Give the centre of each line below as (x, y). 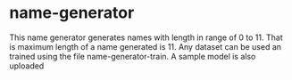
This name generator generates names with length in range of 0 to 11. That (146, 37)
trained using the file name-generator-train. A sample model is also (133, 56)
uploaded (27, 66)
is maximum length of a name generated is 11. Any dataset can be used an (146, 46)
